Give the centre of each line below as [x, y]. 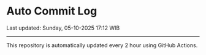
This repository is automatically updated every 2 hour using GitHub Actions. [102, 45]
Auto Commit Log [52, 11]
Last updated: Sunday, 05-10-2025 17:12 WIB [63, 28]
